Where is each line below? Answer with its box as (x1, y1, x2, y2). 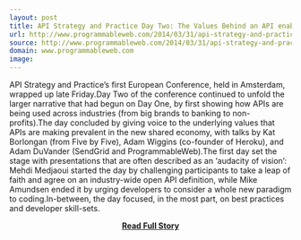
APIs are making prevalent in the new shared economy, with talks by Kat (9, 127, 276, 137)
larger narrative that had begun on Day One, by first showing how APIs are (9, 99, 284, 108)
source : (9, 38, 39, 47)
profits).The (9, 117, 53, 128)
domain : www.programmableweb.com (9, 47, 134, 56)
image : (9, 55, 34, 64)
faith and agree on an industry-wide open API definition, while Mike (9, 175, 258, 184)
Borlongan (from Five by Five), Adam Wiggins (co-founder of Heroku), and (9, 136, 284, 147)
